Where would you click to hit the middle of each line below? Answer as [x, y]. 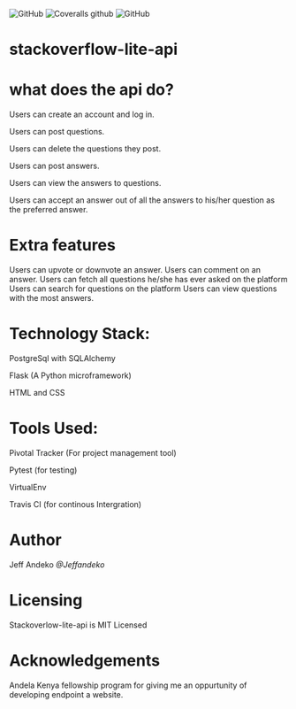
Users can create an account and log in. [82, 114]
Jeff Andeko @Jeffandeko [57, 564]
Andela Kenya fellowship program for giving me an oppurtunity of [128, 685]
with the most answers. [52, 298]
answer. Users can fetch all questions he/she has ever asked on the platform [148, 280]
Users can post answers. [54, 166]
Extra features [63, 246]
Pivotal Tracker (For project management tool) [93, 452]
